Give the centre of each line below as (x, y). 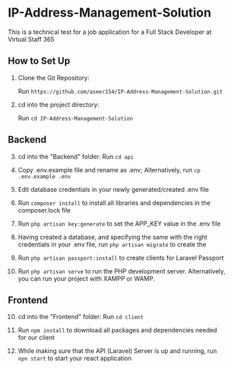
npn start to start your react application (75, 359)
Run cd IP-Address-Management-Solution (75, 118)
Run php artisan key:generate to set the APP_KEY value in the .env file (119, 224)
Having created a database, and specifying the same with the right (113, 237)
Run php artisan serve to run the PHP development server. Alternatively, (122, 271)
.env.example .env (44, 177)
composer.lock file (44, 210)
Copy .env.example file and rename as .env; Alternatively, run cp (109, 170)
